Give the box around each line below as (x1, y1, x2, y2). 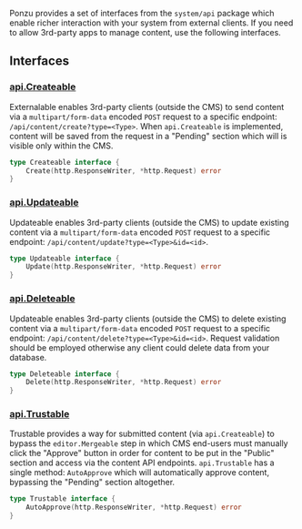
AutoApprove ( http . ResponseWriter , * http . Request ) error (25, 503, 243, 513)
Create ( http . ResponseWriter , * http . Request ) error (25, 166, 222, 176)
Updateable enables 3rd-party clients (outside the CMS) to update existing (9, 217, 289, 228)
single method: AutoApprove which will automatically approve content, (9, 467, 270, 478)
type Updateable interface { (9, 254, 120, 263)
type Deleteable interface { (9, 369, 120, 379)
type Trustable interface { (9, 494, 116, 504)
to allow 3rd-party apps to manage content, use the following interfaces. (9, 27, 282, 37)
